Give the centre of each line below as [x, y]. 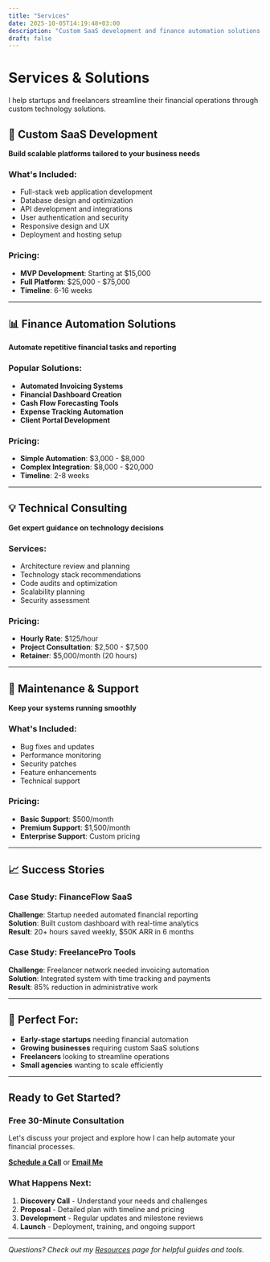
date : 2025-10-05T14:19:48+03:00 [64, 23]
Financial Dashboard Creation [71, 394]
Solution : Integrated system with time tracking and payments [110, 978]
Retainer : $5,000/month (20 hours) [79, 656]
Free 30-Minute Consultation [66, 1120]
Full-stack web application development [86, 192]
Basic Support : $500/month [67, 819]
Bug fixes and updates [57, 746]
